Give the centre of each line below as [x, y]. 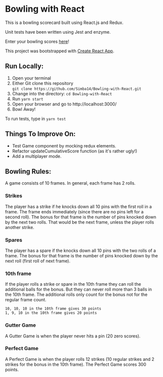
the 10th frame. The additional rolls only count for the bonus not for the [76, 294]
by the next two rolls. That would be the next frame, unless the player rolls [80, 222]
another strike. [20, 227]
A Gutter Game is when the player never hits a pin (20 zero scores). [73, 336]
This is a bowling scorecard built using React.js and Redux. [64, 22]
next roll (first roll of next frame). [38, 261]
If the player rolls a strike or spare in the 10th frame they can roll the [73, 284]
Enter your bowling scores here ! [37, 41]
